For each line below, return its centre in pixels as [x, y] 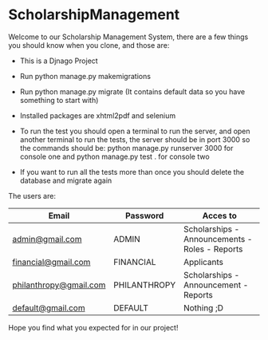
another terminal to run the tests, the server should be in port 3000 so [135, 139]
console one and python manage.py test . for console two [114, 156]
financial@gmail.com [51, 262]
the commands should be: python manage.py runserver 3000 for [126, 148]
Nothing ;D [203, 307]
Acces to [220, 215]
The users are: [32, 196]
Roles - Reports [213, 249]
